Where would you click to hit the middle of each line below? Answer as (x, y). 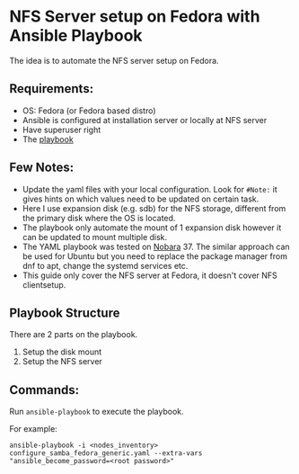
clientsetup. (44, 284)
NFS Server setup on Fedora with (135, 17)
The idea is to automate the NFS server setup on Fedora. (114, 60)
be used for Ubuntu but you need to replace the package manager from (154, 256)
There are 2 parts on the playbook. (74, 335)
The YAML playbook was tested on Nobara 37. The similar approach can (156, 246)
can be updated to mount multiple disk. (95, 237)
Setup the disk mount (62, 352)
